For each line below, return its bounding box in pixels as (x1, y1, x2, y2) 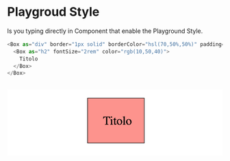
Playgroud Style (7, 4, 100, 20)
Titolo (19, 55, 38, 62)
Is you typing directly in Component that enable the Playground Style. (7, 27, 203, 35)
